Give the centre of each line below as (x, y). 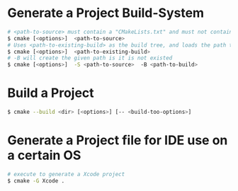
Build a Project (51, 93)
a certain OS (44, 155)
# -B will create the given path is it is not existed (90, 58)
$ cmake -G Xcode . (36, 181)
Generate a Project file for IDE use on (118, 140)
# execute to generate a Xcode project (66, 174)
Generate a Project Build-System (106, 13)
